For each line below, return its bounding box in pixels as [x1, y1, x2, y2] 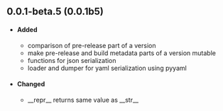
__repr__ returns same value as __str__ [27, 95, 139, 104]
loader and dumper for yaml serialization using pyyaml [27, 64, 187, 72]
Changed [16, 80, 45, 88]
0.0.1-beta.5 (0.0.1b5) [6, 6, 104, 18]
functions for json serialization [27, 56, 116, 64]
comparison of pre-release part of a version [27, 41, 156, 49]
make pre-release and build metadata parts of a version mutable [27, 49, 216, 57]
